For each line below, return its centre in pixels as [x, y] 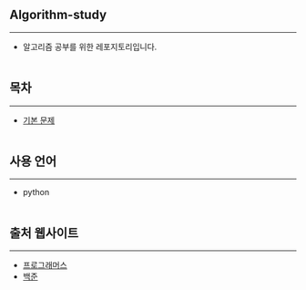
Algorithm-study [58, 15]
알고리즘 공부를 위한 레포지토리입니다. [90, 47]
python [36, 192]
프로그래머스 [45, 265]
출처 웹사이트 [44, 233]
